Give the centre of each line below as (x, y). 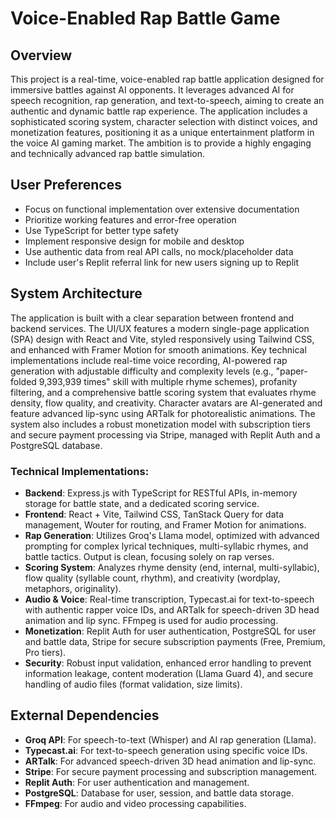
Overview (41, 55)
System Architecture (76, 293)
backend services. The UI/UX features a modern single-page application (160, 328)
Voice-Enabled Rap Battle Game (145, 18)
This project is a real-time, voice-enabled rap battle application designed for (167, 79)
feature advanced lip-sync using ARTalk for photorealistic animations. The (163, 413)
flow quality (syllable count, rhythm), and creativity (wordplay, (152, 578)
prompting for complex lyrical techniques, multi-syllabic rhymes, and (166, 546)
